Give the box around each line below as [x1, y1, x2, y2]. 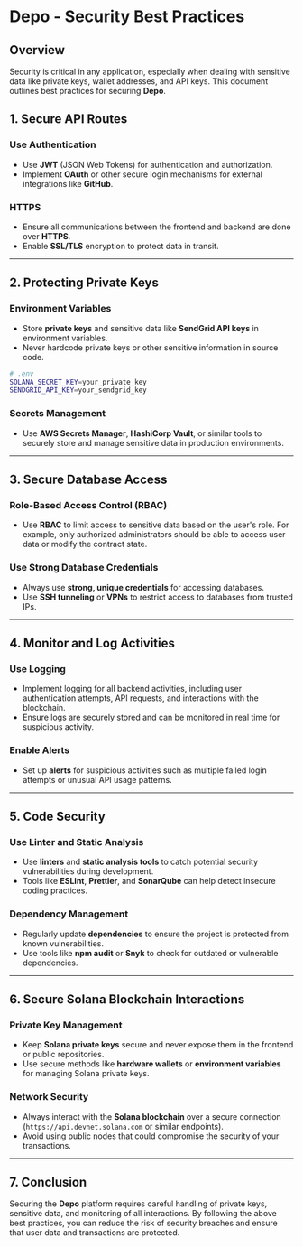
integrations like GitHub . [22, 178, 114, 189]
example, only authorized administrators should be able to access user [22, 529, 286, 540]
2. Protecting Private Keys [9, 275, 160, 291]
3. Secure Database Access [9, 471, 168, 487]
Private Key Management [9, 1019, 124, 1031]
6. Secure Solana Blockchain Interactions [9, 991, 245, 1007]
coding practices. [22, 885, 88, 896]
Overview [9, 42, 66, 58]
